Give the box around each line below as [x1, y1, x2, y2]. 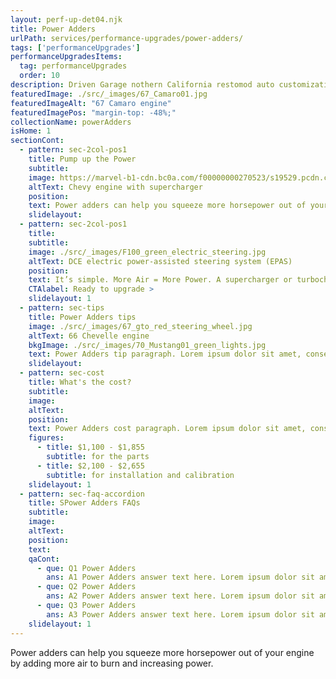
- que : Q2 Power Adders [36, 582, 137, 592]
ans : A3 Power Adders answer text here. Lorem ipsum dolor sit [46, 609, 315, 620]
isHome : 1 [10, 126, 52, 136]
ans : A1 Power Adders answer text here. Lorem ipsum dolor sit [46, 572, 315, 583]
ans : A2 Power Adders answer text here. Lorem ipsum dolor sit [46, 591, 315, 601]
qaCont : [28, 554, 60, 564]
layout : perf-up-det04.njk [10, 14, 123, 25]
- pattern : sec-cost [19, 368, 105, 378]
